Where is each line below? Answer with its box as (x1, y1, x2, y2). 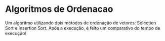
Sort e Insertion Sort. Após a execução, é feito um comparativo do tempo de (5, 25, 161, 31)
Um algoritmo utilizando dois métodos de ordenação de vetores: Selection (5, 20, 157, 26)
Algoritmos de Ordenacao (5, 3, 114, 15)
